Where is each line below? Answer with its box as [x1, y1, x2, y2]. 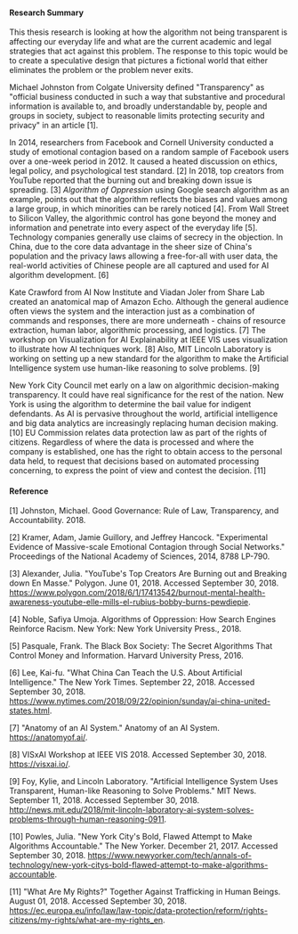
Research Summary [9, 7, 85, 18]
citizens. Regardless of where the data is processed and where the [9, 437, 254, 447]
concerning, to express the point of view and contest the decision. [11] [9, 465, 267, 476]
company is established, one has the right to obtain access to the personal [9, 447, 283, 457]
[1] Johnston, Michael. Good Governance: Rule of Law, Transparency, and [9, 505, 279, 516]
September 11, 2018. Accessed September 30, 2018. [9, 795, 200, 806]
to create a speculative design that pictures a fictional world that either [9, 55, 269, 66]
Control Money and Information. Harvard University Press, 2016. [9, 651, 245, 661]
